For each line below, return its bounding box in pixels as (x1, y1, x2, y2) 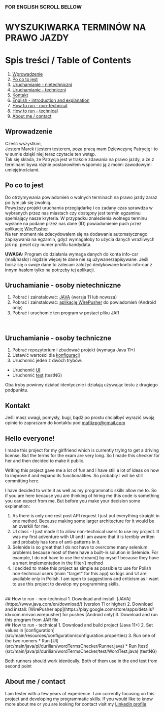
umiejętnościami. (5, 167, 40, 172)
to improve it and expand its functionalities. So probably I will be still (5, 472, 143, 478)
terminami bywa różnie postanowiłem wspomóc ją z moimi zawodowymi (5, 162, 152, 168)
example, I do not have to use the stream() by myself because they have (12, 554, 159, 560)
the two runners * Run (5, 637, 50, 643)
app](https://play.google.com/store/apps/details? (54, 606, 154, 612)
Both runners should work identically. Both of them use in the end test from (5, 658, 158, 664)
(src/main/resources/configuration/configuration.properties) (5, 632, 127, 638)
